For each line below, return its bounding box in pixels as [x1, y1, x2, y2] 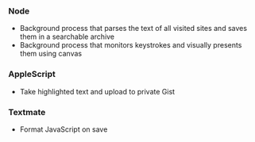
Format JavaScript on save [19, 125, 108, 134]
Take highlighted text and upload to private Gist [19, 86, 176, 96]
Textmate [8, 106, 46, 117]
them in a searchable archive [19, 32, 115, 41]
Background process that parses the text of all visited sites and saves [19, 24, 248, 33]
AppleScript [8, 69, 56, 80]
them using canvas [19, 49, 82, 59]
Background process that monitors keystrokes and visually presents [19, 40, 242, 50]
